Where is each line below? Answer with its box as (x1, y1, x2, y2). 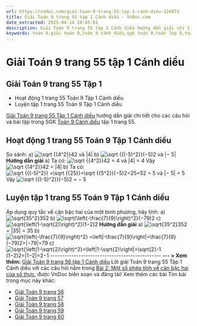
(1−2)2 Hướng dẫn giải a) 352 (82, 220, 188, 227)
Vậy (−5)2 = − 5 (6, 175, 87, 182)
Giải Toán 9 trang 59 (14, 307, 64, 314)
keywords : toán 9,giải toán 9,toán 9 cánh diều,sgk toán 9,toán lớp (6, 30, 177, 36)
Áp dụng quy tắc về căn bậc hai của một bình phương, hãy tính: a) (6, 208, 165, 215)
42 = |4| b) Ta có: (42, 163, 85, 170)
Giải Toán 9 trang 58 (14, 300, 64, 308)
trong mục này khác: (6, 277, 56, 284)
